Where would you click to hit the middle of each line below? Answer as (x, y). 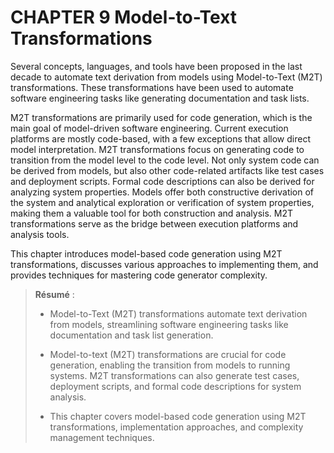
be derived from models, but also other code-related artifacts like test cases (167, 170)
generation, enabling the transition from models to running (170, 365)
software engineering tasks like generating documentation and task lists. (160, 98)
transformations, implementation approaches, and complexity (176, 427)
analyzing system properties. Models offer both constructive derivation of (162, 192)
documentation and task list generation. (131, 335)
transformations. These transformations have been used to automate (152, 87)
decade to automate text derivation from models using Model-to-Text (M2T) (166, 77)
